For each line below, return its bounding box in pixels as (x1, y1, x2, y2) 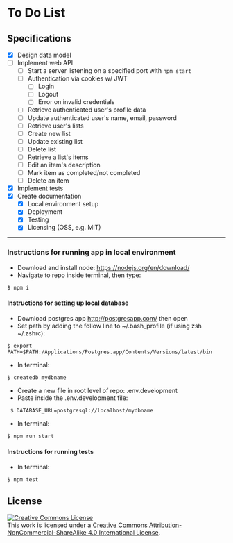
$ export (7, 342, 33, 349)
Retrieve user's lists (27, 122, 85, 130)
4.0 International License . (87, 528, 161, 536)
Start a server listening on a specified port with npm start (27, 67, 192, 75)
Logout (37, 90, 59, 99)
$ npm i (7, 284, 30, 291)
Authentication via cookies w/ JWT (27, 74, 128, 83)
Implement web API (17, 59, 74, 67)
